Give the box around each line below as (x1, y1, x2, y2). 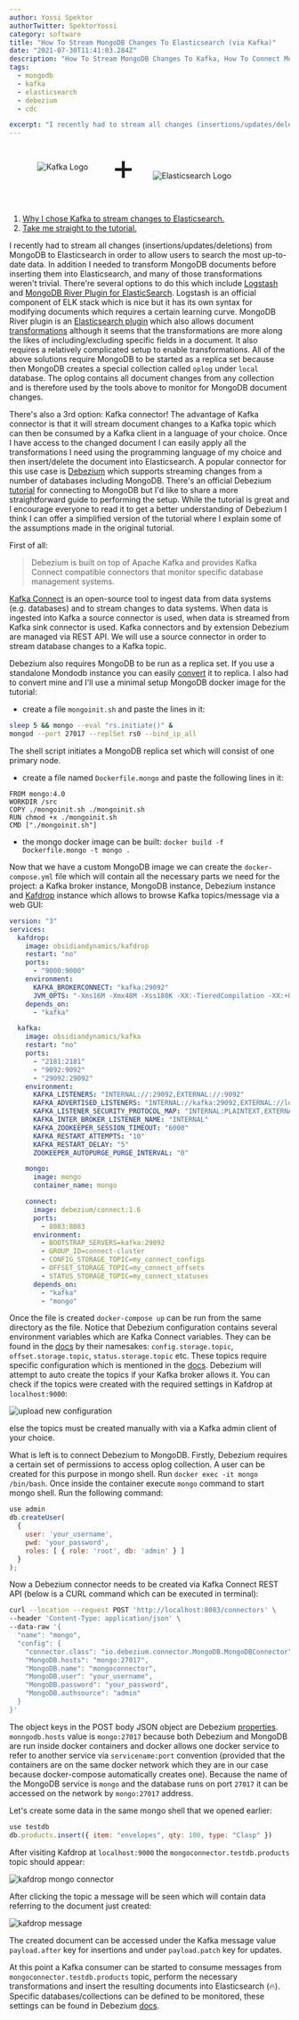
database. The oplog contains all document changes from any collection (9, 373, 274, 383)
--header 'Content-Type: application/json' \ (9, 1614, 181, 1623)
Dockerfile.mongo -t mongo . (21, 845, 131, 854)
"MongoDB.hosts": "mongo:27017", (25, 1655, 149, 1664)
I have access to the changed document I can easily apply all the (9, 438, 246, 449)
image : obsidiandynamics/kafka (25, 1032, 141, 1042)
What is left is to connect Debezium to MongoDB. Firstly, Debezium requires (9, 1450, 287, 1461)
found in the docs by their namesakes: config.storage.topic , (9, 1341, 234, 1352)
